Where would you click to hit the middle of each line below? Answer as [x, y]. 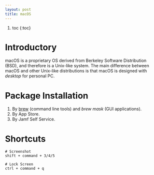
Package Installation [47, 95]
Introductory [31, 47]
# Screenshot [18, 152]
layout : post [18, 9]
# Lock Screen [19, 164]
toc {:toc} [21, 28]
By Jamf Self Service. [34, 119]
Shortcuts [25, 139]
